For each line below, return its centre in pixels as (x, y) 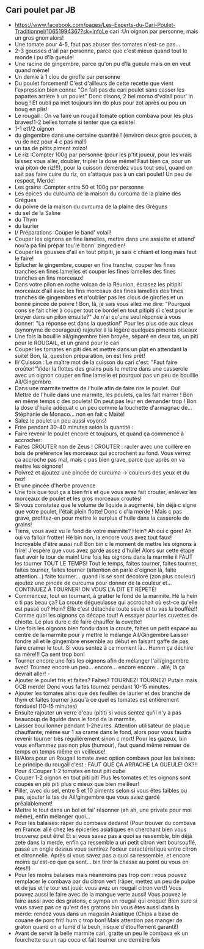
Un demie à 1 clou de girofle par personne (67, 76)
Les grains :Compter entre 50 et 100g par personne (79, 187)
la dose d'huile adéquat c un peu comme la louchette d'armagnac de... (104, 407)
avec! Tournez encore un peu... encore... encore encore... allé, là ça (100, 667)
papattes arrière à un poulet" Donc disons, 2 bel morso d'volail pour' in (104, 96)
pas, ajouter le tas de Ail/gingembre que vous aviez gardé (87, 797)
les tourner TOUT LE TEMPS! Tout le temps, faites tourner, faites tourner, (106, 563)
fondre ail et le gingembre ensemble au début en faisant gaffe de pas (101, 641)
